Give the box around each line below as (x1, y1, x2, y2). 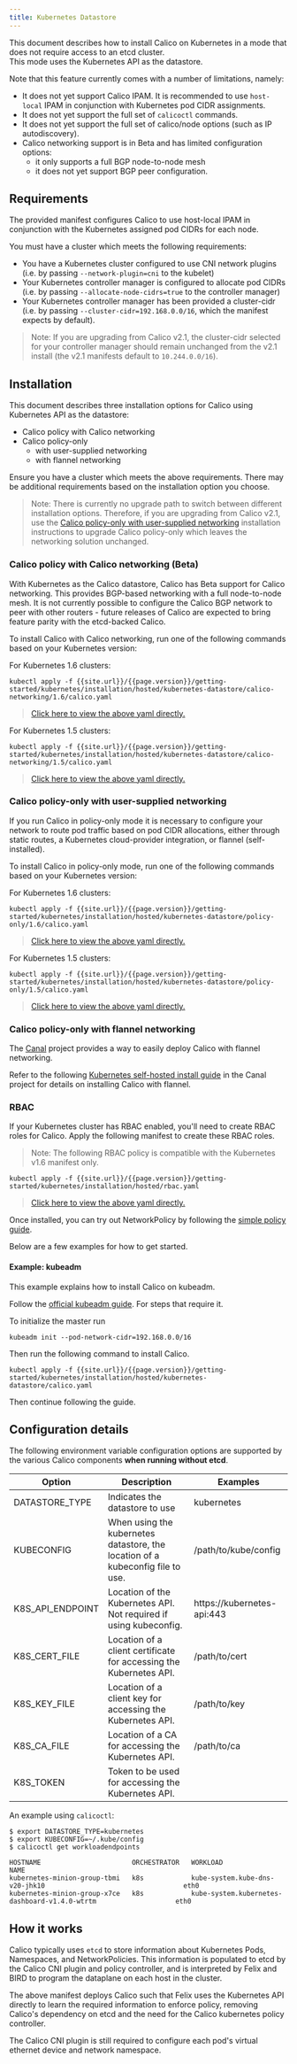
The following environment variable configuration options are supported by (9, 1445, 283, 1457)
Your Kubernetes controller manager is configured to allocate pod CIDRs (21, 277, 286, 288)
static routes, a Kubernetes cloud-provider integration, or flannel (9, 834, 244, 845)
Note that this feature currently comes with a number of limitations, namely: (9, 73, 285, 84)
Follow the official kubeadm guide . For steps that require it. (9, 1298, 224, 1309)
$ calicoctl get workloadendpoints (9, 1843, 141, 1851)
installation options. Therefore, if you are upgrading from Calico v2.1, (30, 508, 281, 519)
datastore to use (107, 1502, 176, 1514)
